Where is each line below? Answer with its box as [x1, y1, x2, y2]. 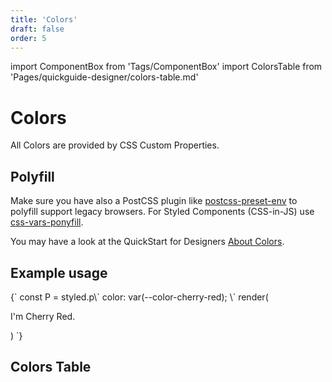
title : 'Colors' [10, 14, 78, 25]
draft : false [10, 24, 65, 34]
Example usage [10, 264, 108, 281]
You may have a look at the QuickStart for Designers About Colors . [10, 236, 285, 248]
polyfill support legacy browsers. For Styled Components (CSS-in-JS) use [10, 206, 315, 218]
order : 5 [10, 33, 47, 43]
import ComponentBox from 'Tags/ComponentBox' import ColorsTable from [10, 61, 323, 73]
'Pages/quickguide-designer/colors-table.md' [10, 71, 199, 83]
